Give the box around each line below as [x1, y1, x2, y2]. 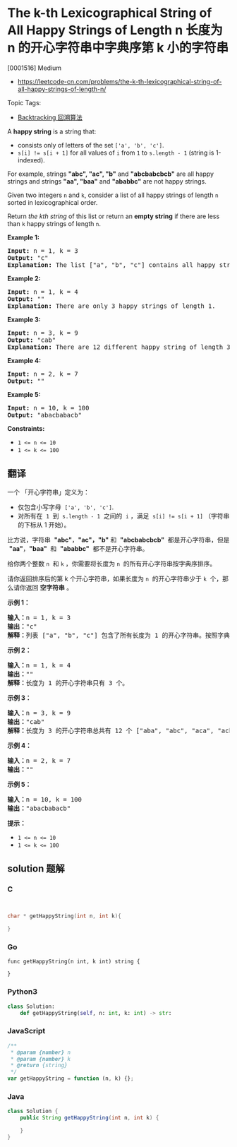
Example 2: [7, 274, 41, 283]
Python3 [7, 987, 37, 997]
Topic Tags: [7, 98, 42, 107]
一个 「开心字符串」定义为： [7, 487, 90, 496]
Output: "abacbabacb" [7, 411, 83, 419]
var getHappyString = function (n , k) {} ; [7, 1075, 134, 1082]
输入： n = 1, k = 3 [7, 613, 71, 622]
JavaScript [7, 1026, 46, 1036]
